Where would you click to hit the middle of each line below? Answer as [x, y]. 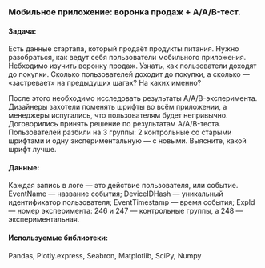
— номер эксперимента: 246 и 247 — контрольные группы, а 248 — [126, 211]
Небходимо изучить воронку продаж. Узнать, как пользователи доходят [132, 66]
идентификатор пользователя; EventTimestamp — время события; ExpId [132, 202]
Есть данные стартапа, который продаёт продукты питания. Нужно [124, 49]
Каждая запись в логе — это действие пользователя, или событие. [123, 186]
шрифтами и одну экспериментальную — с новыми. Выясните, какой [127, 141]
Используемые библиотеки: [58, 238]
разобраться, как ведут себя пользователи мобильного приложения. [127, 58]
